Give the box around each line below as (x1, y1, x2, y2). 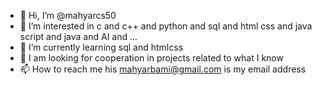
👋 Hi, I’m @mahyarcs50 (19, 10, 117, 21)
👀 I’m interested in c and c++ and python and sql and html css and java (19, 20, 313, 32)
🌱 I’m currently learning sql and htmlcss (19, 41, 184, 53)
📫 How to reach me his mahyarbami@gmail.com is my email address (19, 63, 307, 75)
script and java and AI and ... (19, 31, 138, 42)
